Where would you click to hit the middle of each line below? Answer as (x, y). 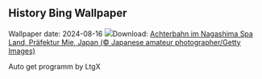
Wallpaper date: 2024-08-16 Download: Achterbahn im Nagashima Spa (131, 33)
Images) (22, 51)
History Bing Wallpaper (68, 13)
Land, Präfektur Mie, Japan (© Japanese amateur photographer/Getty (125, 42)
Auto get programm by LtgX (54, 66)
